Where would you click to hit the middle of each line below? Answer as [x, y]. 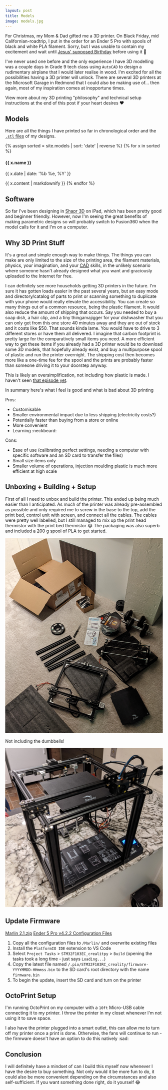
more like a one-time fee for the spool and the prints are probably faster [79, 360]
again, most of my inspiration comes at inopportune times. [65, 88]
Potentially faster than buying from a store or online [65, 420]
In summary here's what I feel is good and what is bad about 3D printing [79, 390]
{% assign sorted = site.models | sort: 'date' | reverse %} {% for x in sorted [82, 146]
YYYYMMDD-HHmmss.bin [34, 970]
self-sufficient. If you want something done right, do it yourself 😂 [73, 1083]
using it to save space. [28, 1018]
